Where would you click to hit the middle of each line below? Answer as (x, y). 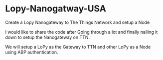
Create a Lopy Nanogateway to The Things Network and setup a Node (78, 22)
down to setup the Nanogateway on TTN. (48, 37)
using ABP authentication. (32, 52)
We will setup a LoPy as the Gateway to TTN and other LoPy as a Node (78, 47)
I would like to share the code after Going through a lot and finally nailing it (81, 32)
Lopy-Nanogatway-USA (56, 9)
